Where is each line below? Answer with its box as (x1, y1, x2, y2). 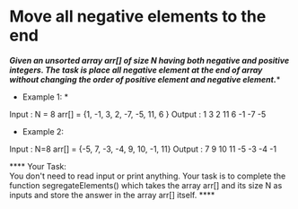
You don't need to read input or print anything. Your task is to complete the (9, 170, 286, 181)
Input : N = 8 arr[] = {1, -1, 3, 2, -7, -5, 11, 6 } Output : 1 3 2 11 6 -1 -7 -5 (9, 109, 267, 119)
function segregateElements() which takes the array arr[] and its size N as (9, 179, 283, 190)
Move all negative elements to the (9, 6, 267, 27)
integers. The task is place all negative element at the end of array (9, 65, 263, 75)
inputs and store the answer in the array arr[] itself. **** (9, 189, 215, 200)
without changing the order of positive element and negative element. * (9, 74, 281, 84)
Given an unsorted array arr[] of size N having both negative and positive (9, 55, 290, 65)
